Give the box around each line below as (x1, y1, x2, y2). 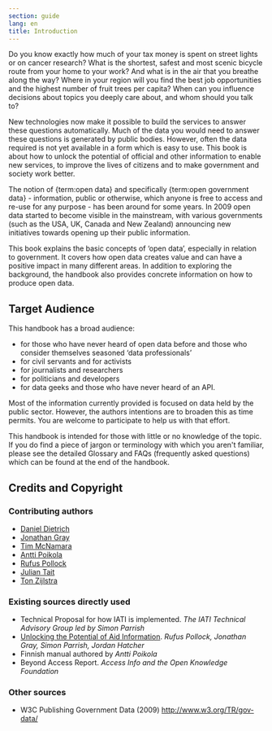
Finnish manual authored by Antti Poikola (19, 649, 158, 659)
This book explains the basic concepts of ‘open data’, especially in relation (8, 243, 257, 253)
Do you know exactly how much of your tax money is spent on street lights (8, 50, 258, 59)
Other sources (8, 687, 67, 698)
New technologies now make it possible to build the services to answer (8, 117, 246, 127)
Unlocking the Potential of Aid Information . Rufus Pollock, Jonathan (19, 632, 247, 641)
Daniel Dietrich (19, 523, 71, 533)
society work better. (8, 169, 76, 179)
